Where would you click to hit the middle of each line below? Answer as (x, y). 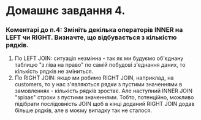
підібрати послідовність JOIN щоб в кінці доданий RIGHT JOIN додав (104, 104)
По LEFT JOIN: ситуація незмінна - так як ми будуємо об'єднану (99, 58)
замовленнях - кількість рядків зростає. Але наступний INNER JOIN (104, 91)
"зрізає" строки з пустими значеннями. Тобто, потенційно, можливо (104, 97)
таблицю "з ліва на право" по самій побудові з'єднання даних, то (100, 65)
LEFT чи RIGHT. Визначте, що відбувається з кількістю (91, 37)
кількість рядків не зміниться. (54, 72)
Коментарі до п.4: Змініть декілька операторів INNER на (94, 30)
